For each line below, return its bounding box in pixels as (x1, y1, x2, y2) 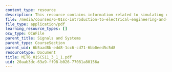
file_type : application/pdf (5, 21, 66, 27)
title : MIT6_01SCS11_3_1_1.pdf (5, 54, 72, 60)
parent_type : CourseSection (5, 41, 66, 46)
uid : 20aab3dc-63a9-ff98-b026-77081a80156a (5, 59, 100, 64)
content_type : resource (5, 7, 56, 13)
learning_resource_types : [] (5, 26, 68, 31)
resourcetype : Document (5, 50, 56, 55)
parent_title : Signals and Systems (5, 36, 81, 41)
